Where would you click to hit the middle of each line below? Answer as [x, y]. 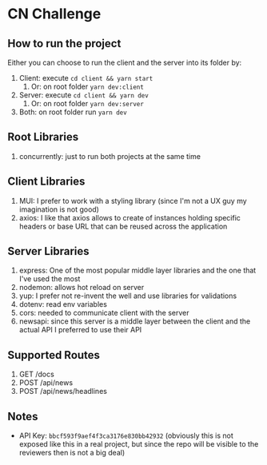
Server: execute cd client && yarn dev [84, 95]
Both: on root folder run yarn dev [73, 112]
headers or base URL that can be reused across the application [123, 226]
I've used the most [50, 279]
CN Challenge [54, 14]
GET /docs [37, 374]
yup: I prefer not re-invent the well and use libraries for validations [128, 296]
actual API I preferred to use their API [80, 330]
